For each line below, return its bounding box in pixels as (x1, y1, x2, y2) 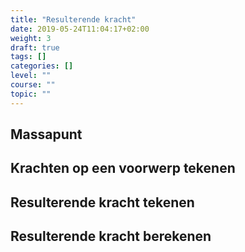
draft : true (10, 42, 60, 53)
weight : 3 (10, 33, 52, 43)
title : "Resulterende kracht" (10, 14, 137, 25)
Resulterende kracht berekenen (10, 228, 212, 245)
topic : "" (10, 89, 52, 99)
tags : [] (10, 52, 47, 62)
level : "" (10, 71, 52, 81)
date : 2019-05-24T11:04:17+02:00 (10, 24, 150, 34)
